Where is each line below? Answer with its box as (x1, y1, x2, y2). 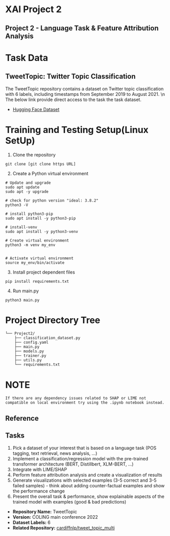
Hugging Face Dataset (12, 106, 60, 112)
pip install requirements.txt (5, 279, 70, 284)
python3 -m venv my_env (5, 242, 56, 247)
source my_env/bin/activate (5, 260, 65, 265)
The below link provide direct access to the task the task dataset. (5, 96, 142, 103)
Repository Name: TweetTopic (12, 509, 78, 515)
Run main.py (12, 288, 39, 294)
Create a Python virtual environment (12, 170, 89, 176)
